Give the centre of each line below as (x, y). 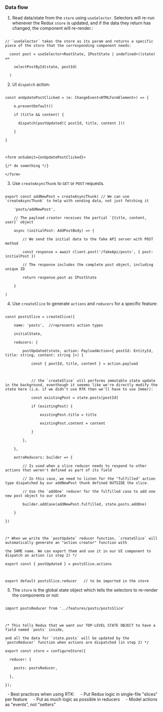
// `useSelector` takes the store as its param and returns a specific (79, 41)
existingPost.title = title (68, 415)
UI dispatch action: (31, 85)
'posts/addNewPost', (35, 209)
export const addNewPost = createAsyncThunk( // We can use (67, 197)
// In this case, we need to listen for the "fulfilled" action (89, 479)
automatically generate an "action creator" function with (66, 543)
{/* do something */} (27, 166)
